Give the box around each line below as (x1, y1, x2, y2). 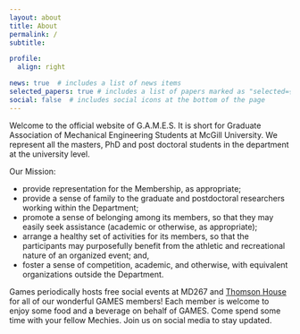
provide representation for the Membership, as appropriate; (21, 183, 242, 193)
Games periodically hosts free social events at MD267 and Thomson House (9, 286, 287, 296)
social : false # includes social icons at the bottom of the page (9, 95, 266, 104)
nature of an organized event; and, (21, 250, 150, 261)
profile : (9, 55, 42, 64)
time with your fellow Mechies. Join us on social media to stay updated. (9, 314, 272, 325)
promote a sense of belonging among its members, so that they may (21, 211, 274, 222)
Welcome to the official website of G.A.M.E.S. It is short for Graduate (9, 120, 262, 131)
